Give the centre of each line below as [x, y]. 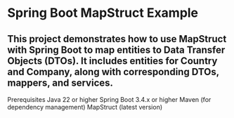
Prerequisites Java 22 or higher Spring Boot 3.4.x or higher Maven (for [109, 99]
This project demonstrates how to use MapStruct [117, 39]
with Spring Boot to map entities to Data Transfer [116, 50]
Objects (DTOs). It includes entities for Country [112, 61]
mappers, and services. [60, 83]
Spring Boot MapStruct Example [103, 13]
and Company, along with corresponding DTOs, [113, 72]
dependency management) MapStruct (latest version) [85, 107]
